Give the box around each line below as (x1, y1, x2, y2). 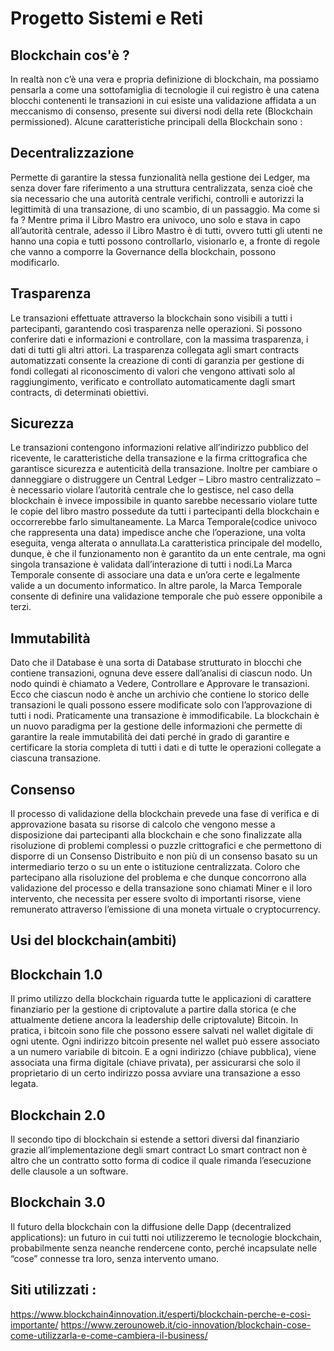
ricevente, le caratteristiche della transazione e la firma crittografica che (10, 452, 308, 464)
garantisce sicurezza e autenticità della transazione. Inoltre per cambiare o (10, 463, 318, 475)
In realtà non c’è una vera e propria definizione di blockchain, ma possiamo (10, 73, 320, 85)
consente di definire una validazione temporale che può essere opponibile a (10, 590, 323, 602)
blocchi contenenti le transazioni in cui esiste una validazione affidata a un (10, 95, 317, 106)
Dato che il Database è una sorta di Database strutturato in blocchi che (10, 657, 302, 669)
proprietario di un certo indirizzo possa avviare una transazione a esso (10, 1067, 301, 1079)
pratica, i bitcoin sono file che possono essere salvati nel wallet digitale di (10, 1025, 313, 1037)
